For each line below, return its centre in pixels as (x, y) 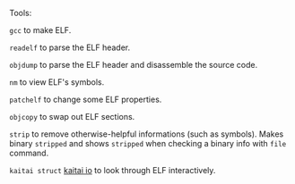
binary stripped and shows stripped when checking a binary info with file (148, 143)
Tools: (21, 13)
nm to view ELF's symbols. (57, 82)
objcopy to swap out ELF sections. (72, 117)
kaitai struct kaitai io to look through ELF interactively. (113, 170)
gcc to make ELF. (40, 30)
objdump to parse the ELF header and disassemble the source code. (134, 65)
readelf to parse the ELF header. (70, 47)
